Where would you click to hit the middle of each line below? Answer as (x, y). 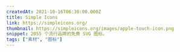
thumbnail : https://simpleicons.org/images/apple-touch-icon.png (90, 28)
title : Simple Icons (32, 17)
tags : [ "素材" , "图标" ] (34, 39)
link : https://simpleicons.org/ (47, 23)
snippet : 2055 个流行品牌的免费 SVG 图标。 (57, 34)
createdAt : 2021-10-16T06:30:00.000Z (54, 12)
